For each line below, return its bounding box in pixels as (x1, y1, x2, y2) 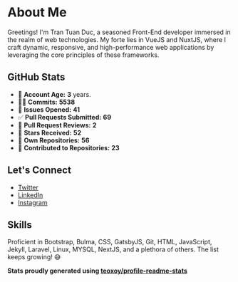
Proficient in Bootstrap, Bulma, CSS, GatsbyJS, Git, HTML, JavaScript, (7, 238, 212, 246)
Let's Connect (7, 164, 71, 177)
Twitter (17, 183, 39, 192)
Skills (7, 219, 32, 231)
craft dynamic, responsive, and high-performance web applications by (7, 43, 214, 51)
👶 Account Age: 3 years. (17, 90, 91, 98)
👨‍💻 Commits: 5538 (17, 98, 76, 106)
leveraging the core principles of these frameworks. (7, 51, 160, 59)
